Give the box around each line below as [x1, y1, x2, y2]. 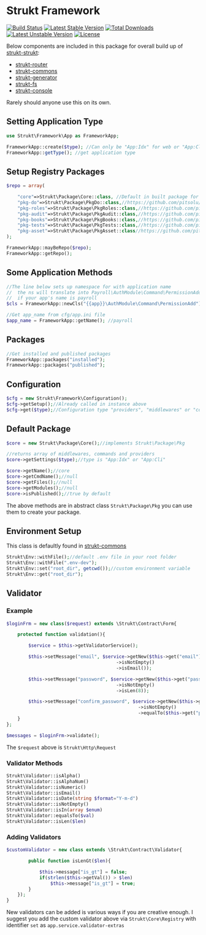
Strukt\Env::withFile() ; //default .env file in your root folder [6, 554, 177, 560]
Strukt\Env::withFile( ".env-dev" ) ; [6, 560, 97, 566]
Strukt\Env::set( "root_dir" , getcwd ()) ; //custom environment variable [6, 565, 191, 572]
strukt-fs [15, 80, 38, 88]
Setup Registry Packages [6, 166, 105, 177]
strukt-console [15, 86, 53, 94]
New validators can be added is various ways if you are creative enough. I [6, 909, 193, 916]
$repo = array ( [6, 183, 45, 189]
